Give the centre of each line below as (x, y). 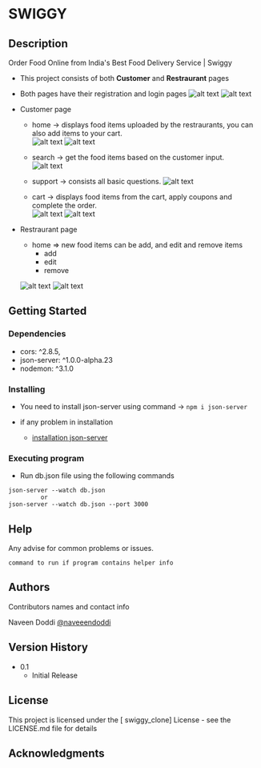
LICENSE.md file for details (53, 728)
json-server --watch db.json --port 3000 (78, 505)
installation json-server (70, 437)
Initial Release (55, 675)
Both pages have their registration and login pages (103, 94)
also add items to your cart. (77, 133)
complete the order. (64, 205)
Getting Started (48, 311)
